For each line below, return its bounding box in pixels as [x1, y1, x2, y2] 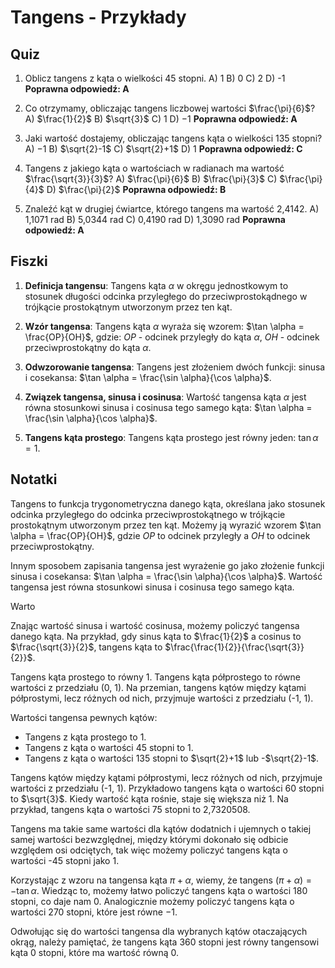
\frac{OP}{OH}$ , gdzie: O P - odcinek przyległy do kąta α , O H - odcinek [24, 331, 320, 343]
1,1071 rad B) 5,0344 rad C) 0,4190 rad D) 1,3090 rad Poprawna [24, 214, 286, 225]
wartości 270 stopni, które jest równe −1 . [10, 906, 178, 918]
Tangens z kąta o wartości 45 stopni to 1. [24, 741, 194, 753]
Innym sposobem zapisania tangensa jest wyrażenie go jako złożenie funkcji [10, 559, 325, 571]
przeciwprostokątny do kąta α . [24, 341, 152, 353]
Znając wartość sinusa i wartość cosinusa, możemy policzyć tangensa [10, 619, 300, 631]
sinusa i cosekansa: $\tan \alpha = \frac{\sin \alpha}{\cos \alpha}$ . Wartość [10, 570, 323, 582]
